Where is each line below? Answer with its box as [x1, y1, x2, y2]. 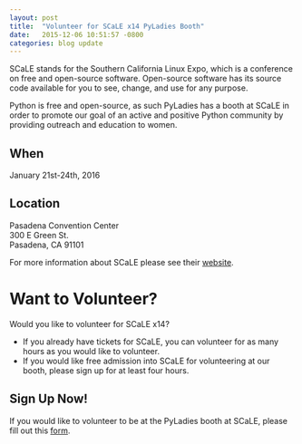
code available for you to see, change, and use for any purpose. [9, 82, 248, 93]
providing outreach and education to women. [9, 120, 178, 130]
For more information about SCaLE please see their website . [9, 256, 234, 267]
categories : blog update [9, 38, 103, 48]
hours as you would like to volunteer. [22, 345, 161, 356]
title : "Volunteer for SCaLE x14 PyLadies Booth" [9, 22, 205, 31]
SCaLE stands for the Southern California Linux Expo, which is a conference [9, 63, 293, 74]
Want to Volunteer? [9, 289, 159, 309]
